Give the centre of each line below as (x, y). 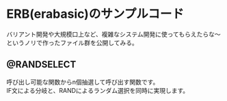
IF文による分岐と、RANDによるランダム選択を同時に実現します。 (98, 90)
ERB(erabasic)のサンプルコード (95, 14)
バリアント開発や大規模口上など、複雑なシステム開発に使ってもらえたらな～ (113, 34)
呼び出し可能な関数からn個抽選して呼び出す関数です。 (83, 82)
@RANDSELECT (41, 64)
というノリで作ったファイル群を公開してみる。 (72, 42)
